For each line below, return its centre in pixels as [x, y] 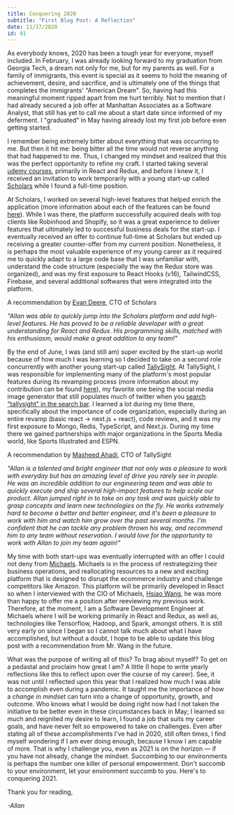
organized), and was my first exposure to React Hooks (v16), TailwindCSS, [114, 274]
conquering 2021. [32, 779]
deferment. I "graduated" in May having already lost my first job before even [117, 121]
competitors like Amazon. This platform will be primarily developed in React [116, 587]
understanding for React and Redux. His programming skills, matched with [115, 331]
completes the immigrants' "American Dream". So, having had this [102, 90]
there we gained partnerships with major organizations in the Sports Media [115, 434]
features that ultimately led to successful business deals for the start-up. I [114, 229]
